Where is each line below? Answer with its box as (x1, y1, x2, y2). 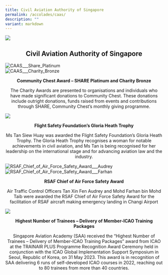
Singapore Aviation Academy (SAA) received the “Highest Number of (13, 233, 155, 239)
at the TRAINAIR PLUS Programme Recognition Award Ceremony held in (9, 244, 158, 250)
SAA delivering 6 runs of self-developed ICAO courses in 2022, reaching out (5, 259, 163, 266)
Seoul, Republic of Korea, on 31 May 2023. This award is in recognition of (8, 254, 160, 260)
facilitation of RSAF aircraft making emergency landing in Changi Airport (9, 199, 158, 205)
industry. (74, 154, 93, 160)
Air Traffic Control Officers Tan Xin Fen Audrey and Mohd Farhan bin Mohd (6, 188, 161, 194)
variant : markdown (5, 21, 43, 27)
